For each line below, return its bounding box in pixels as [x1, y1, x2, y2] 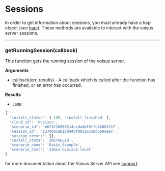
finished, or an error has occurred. [12, 82, 82, 88]
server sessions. [5, 30, 38, 36]
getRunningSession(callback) [5, 47, 78, 53]
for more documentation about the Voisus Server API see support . [5, 160, 139, 166]
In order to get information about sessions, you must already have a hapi [5, 20, 152, 25]
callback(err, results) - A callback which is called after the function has [12, 77, 156, 83]
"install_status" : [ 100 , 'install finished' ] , [9, 115, 111, 121]
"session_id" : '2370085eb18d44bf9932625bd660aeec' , [9, 129, 118, 134]
